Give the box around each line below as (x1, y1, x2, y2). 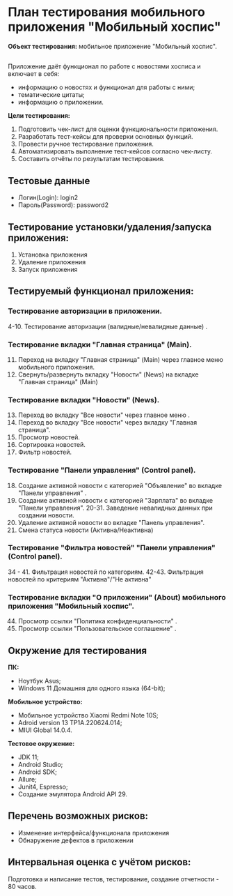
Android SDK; (17, 768, 58, 776)
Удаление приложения (17, 257, 86, 266)
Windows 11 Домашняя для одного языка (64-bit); (17, 684, 166, 692)
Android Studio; (17, 760, 63, 768)
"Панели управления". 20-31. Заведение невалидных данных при (17, 503, 213, 512)
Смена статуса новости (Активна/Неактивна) (17, 526, 154, 534)
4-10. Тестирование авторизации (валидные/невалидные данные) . (8, 322, 208, 331)
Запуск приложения (17, 265, 79, 273)
